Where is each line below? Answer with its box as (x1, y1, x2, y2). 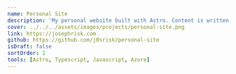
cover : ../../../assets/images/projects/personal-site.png (7, 23, 185, 30)
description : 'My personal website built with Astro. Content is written (7, 17, 230, 24)
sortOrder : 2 (7, 50, 46, 57)
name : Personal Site (7, 10, 69, 18)
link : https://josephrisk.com (7, 30, 97, 37)
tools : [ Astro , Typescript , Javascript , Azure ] (7, 56, 151, 63)
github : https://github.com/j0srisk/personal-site (7, 37, 160, 44)
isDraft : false (7, 43, 52, 50)
